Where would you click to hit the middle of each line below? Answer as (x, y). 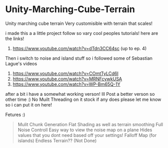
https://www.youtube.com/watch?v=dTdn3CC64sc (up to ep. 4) (80, 48)
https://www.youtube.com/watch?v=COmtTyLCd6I (65, 73)
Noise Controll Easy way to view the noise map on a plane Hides (85, 130)
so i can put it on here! (29, 104)
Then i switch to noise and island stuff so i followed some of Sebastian (79, 58)
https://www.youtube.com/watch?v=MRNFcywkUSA (67, 79)
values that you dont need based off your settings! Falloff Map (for (87, 135)
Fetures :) (15, 115)
